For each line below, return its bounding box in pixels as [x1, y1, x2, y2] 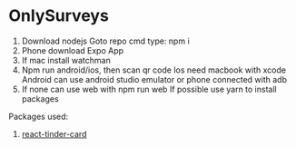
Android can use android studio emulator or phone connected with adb [21, 74, 288, 84]
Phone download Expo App [21, 44, 124, 55]
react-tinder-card [21, 128, 87, 139]
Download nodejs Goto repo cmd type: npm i [21, 35, 190, 46]
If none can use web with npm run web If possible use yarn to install [21, 84, 278, 94]
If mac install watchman [21, 54, 111, 65]
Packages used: [8, 111, 69, 122]
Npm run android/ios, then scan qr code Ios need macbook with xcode [21, 64, 287, 75]
